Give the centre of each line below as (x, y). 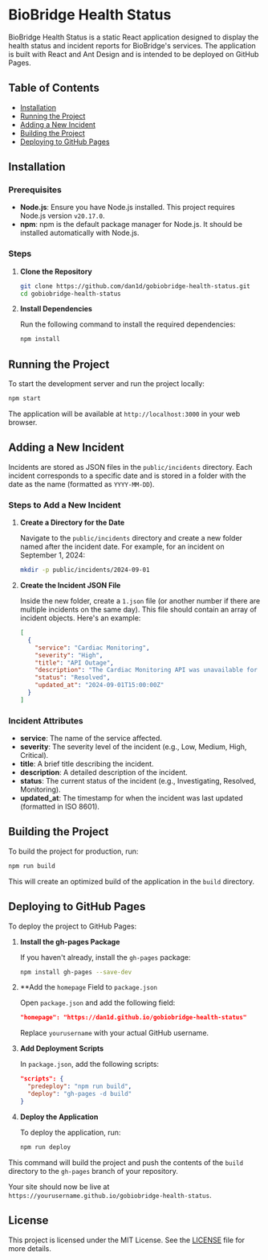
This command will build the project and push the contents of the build (126, 1162)
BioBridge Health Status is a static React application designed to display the (134, 37)
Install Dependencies (56, 309)
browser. (23, 422)
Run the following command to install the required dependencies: (128, 324)
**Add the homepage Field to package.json (89, 987)
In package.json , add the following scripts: (89, 1064)
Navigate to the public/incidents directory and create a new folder (131, 538)
